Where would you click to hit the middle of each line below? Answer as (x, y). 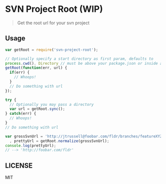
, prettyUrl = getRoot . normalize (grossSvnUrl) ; (60, 141)
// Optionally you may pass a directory (52, 104)
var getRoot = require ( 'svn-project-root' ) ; (52, 50)
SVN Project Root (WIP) (54, 9)
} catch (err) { (21, 114)
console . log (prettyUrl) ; (31, 145)
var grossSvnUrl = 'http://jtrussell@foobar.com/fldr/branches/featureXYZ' (85, 136)
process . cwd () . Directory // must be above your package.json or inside (82, 63)
